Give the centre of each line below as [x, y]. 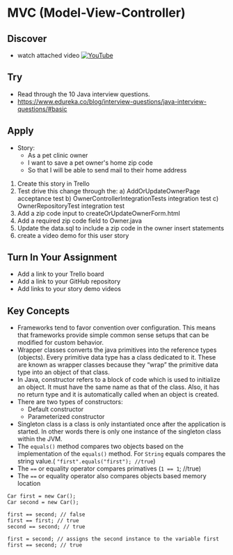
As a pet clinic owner [58, 155]
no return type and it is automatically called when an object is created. [118, 394]
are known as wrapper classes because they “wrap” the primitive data [118, 365]
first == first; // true [43, 521]
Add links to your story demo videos [69, 289]
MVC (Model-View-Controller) [96, 13]
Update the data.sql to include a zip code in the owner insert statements [121, 228]
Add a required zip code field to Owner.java [80, 221]
